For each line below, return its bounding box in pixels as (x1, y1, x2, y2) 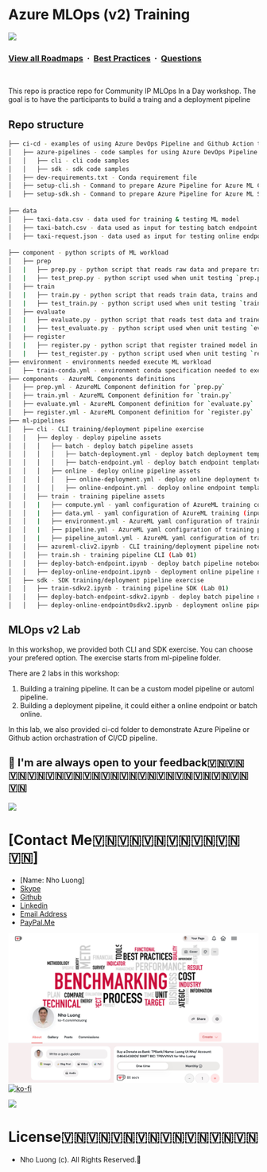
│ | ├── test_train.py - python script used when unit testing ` (8, 299, 244, 307)
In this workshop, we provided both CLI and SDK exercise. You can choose (8, 644, 253, 654)
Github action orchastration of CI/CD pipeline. (8, 733, 157, 742)
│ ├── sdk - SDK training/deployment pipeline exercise (8, 576, 204, 584)
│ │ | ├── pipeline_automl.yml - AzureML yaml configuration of (8, 535, 247, 543)
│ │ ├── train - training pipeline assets (8, 492, 165, 500)
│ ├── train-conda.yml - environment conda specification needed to (8, 366, 247, 375)
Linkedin (19, 901, 48, 910)
